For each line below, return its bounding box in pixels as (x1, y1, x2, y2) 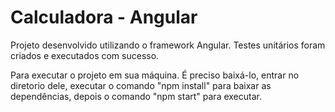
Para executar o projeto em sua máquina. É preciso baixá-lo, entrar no (10, 69, 300, 81)
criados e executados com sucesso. (10, 49, 160, 61)
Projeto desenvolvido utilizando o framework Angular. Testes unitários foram (10, 39, 326, 51)
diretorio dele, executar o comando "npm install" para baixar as (10, 79, 272, 91)
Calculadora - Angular (10, 6, 198, 29)
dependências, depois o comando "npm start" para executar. (10, 90, 262, 102)
